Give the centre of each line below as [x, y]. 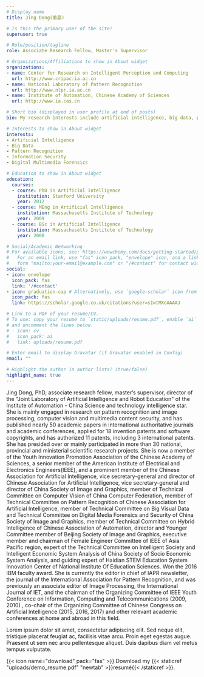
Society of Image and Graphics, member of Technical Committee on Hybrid [100, 521]
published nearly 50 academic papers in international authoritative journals [100, 425]
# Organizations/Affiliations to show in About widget [77, 62]
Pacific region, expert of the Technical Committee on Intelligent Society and [101, 547]
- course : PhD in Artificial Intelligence [66, 190]
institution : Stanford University [61, 196]
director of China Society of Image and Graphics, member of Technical [95, 489]
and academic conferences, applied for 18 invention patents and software [98, 431]
